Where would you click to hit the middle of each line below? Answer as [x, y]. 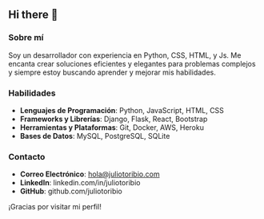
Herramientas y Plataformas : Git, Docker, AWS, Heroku [112, 127]
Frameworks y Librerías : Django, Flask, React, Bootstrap [114, 119]
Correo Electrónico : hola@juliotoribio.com [90, 174]
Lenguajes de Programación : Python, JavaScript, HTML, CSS [122, 110]
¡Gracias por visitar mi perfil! [55, 207]
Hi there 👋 [33, 15]
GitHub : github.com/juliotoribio [71, 191]
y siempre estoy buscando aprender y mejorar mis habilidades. [112, 72]
